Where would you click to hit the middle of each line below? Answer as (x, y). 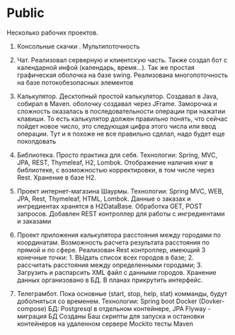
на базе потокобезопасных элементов (75, 82)
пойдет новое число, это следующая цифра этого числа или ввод (116, 126)
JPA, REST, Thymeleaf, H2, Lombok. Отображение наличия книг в (115, 162)
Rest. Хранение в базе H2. (56, 177)
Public (25, 13)
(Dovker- (212, 301)
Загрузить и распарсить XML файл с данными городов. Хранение (116, 272)
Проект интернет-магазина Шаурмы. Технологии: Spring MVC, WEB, (120, 191)
